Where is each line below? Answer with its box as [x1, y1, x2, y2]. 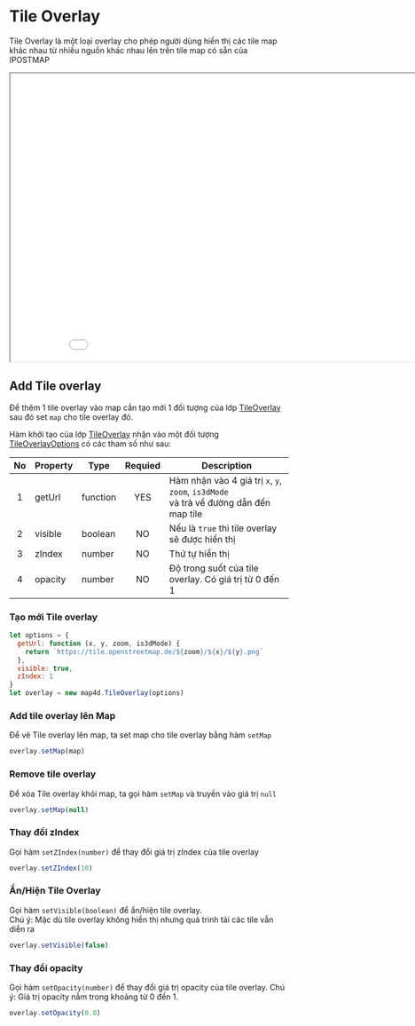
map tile [168, 508, 202, 520]
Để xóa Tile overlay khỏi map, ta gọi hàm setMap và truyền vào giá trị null [9, 788, 277, 799]
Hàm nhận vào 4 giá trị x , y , [168, 474, 282, 486]
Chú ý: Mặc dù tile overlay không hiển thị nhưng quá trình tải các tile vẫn [9, 914, 274, 925]
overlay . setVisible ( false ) [9, 941, 109, 950]
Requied [124, 459, 161, 471]
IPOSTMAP [9, 54, 51, 65]
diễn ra [9, 923, 35, 934]
